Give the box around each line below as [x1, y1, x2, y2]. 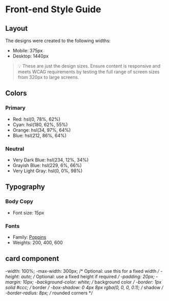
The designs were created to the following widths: [5, 37, 111, 44]
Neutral [5, 145, 25, 152]
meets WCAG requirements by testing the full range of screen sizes [17, 69, 160, 75]
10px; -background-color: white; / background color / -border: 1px [22, 278, 162, 285]
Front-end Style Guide [5, 4, 101, 15]
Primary [5, 104, 26, 111]
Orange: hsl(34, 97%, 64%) [12, 127, 71, 133]
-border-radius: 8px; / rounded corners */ [5, 290, 93, 296]
